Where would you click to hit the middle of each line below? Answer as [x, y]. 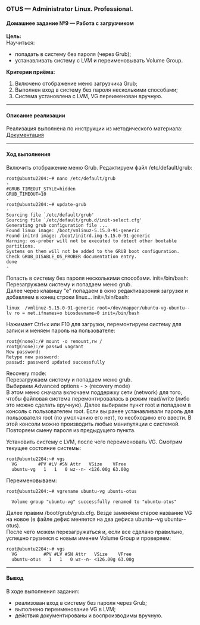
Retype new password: [33, 357]
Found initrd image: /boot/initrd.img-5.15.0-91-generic [78, 236]
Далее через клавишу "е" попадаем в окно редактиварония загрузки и [97, 290]
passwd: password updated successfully [56, 362]
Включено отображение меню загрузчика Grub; [76, 84]
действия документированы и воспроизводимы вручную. [88, 615]
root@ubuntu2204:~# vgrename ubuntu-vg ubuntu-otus [71, 491]
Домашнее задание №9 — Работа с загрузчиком [70, 23]
